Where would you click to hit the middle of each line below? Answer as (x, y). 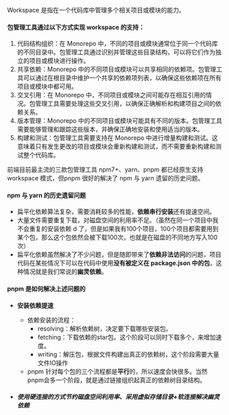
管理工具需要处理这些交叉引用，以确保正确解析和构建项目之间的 (125, 104)
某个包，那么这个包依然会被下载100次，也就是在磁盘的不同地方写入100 (117, 237)
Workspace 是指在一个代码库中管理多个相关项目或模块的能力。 (96, 10)
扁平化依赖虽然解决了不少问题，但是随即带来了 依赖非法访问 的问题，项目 (119, 254)
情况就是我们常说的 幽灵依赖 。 (65, 272)
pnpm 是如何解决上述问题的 (46, 289)
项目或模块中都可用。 (47, 86)
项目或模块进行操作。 (59, 61)
